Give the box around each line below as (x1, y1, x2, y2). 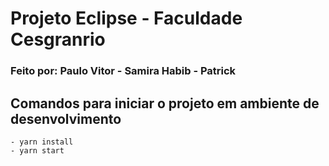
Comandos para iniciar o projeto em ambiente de (10, 95, 320, 112)
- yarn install (10, 137, 74, 147)
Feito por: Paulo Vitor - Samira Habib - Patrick (10, 64, 237, 78)
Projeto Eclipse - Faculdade (10, 7, 243, 30)
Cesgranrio (10, 28, 106, 51)
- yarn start (10, 145, 65, 156)
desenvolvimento (10, 110, 122, 127)
